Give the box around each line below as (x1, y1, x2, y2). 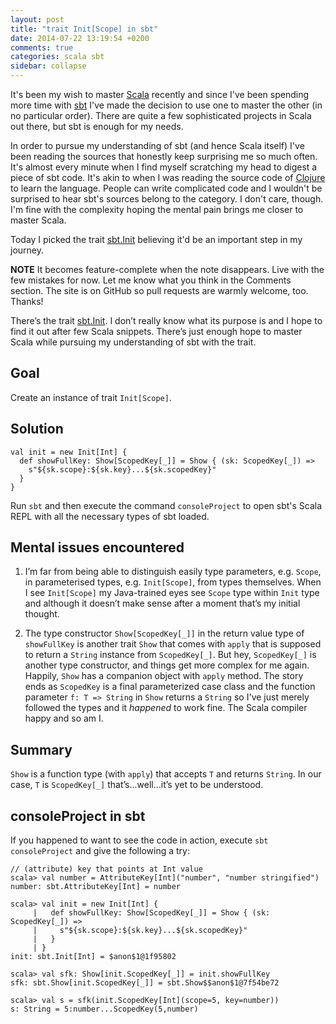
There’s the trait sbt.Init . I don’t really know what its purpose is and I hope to (10, 315, 323, 326)
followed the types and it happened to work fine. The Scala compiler (24, 702, 308, 714)
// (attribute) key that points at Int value (10, 864, 203, 875)
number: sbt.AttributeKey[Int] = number (10, 882, 182, 892)
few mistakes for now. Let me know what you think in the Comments (10, 274, 292, 286)
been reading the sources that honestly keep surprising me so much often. (10, 151, 318, 162)
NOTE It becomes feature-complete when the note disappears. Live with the (10, 264, 325, 275)
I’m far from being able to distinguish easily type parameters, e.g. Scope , (24, 566, 322, 578)
